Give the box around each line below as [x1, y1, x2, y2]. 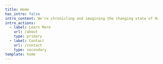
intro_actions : [5, 20, 36, 26]
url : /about [14, 29, 38, 34]
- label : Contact [9, 38, 45, 43]
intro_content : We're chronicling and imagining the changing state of [5, 16, 153, 21]
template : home [5, 51, 36, 57]
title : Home [5, 7, 29, 12]
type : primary [14, 34, 42, 39]
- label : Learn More [9, 25, 51, 30]
